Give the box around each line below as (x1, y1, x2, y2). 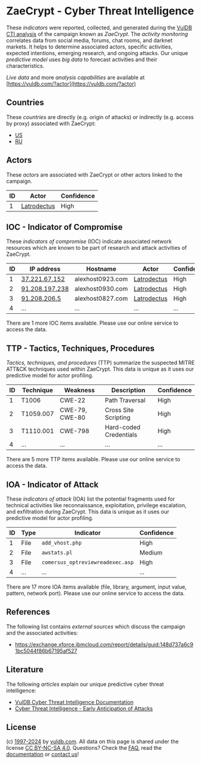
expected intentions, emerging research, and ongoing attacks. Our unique (6, 49, 188, 56)
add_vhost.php (41, 540, 82, 546)
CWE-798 (59, 427, 90, 435)
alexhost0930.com (74, 284, 128, 293)
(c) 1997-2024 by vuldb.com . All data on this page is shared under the (6, 738, 179, 745)
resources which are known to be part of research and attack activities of (6, 244, 187, 252)
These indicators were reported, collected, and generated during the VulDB (6, 24, 193, 31)
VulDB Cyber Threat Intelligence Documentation (14, 698, 134, 706)
